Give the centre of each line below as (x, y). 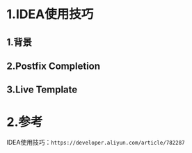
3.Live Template (42, 90)
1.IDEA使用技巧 (50, 14)
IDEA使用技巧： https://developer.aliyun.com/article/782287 (96, 143)
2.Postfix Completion (54, 66)
